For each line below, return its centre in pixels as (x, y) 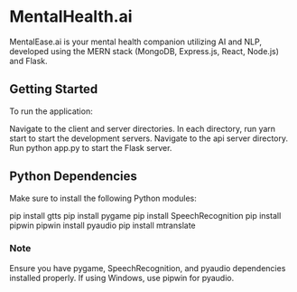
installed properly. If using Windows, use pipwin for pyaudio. (122, 278)
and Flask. (28, 61)
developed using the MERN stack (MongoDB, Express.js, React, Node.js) (144, 51)
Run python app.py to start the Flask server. (91, 147)
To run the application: (51, 111)
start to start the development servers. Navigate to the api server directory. (149, 138)
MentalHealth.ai (71, 17)
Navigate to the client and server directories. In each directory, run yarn (143, 128)
